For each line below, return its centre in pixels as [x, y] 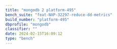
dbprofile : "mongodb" [28, 24]
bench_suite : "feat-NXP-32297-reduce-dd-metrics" [59, 15]
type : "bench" [20, 39]
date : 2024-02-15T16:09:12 [34, 34]
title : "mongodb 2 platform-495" [41, 10]
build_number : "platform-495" [37, 19]
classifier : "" [21, 29]
